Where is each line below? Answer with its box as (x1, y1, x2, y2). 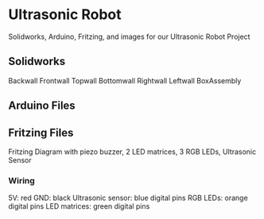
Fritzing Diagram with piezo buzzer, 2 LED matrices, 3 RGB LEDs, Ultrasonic (8, 147, 257, 156)
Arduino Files (8, 99, 76, 113)
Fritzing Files (8, 125, 74, 140)
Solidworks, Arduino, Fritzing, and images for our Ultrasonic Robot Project (8, 32, 250, 41)
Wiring (8, 175, 36, 186)
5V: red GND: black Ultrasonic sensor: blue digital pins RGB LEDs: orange (8, 193, 248, 203)
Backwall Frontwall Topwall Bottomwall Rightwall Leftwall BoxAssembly (8, 75, 242, 85)
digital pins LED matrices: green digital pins (8, 202, 150, 211)
